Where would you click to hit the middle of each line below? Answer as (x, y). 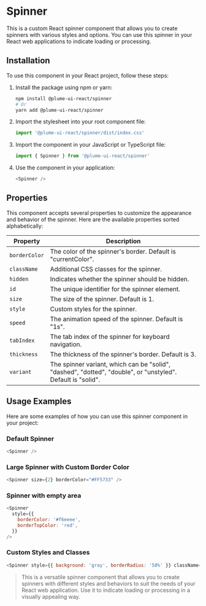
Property (27, 241)
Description (123, 241)
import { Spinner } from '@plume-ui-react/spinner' (82, 156)
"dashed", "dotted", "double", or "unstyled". (113, 371)
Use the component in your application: (65, 168)
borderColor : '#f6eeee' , (49, 520)
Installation (28, 60)
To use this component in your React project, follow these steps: (88, 76)
